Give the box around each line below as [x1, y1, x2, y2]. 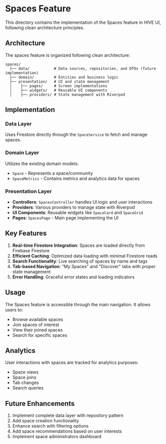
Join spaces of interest [12, 322, 59, 328]
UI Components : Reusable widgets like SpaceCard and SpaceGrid [12, 210, 144, 216]
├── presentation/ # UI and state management [9, 79, 110, 84]
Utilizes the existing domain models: [5, 161, 79, 166]
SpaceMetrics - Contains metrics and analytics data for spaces [12, 175, 140, 181]
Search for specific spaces [12, 332, 68, 338]
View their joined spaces [12, 327, 63, 333]
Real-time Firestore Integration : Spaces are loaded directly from [12, 242, 145, 248]
